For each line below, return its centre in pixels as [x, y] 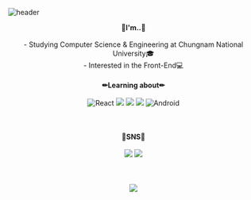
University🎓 [133, 53]
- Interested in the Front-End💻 [133, 65]
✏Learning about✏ [133, 85]
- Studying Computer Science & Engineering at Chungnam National [133, 44]
